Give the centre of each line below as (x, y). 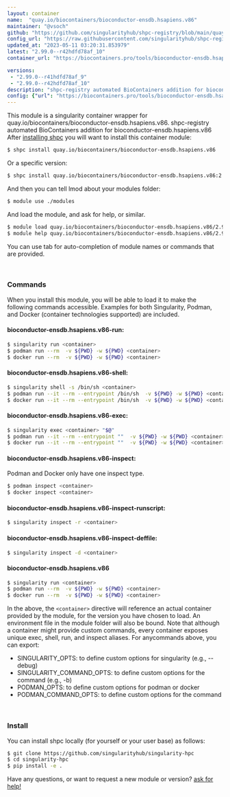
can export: (23, 645)
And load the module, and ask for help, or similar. (76, 214)
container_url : (29, 58)
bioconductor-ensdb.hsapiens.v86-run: (66, 330)
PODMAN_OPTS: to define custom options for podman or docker (108, 687)
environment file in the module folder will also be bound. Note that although (114, 623)
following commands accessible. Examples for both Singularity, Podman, (110, 307)
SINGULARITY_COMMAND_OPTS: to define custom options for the (111, 673)
